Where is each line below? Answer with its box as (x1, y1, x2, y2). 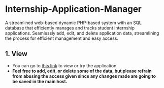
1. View (5, 50, 28, 58)
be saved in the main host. (12, 78, 67, 84)
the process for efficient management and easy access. (5, 35, 118, 41)
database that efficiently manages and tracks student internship (5, 25, 135, 30)
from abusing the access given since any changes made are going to (12, 73, 156, 79)
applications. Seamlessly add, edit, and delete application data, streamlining (5, 30, 159, 36)
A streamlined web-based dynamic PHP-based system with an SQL (5, 20, 142, 26)
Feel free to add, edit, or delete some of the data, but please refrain (12, 68, 152, 74)
